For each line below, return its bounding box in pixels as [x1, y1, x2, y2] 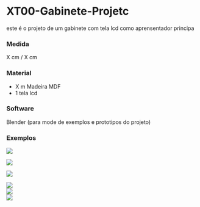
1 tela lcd [15, 89, 38, 96]
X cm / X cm [6, 54, 38, 61]
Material [6, 69, 32, 78]
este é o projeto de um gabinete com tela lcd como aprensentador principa [6, 24, 195, 32]
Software [6, 104, 35, 113]
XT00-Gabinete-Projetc [6, 4, 129, 18]
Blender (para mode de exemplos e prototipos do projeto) [6, 118, 151, 126]
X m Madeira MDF [15, 82, 61, 90]
